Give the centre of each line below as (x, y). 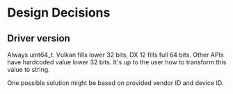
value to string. (29, 69)
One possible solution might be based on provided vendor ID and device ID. (115, 83)
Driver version (39, 38)
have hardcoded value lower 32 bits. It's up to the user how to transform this (117, 62)
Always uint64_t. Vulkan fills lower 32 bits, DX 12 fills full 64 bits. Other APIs (115, 55)
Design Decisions (59, 13)
